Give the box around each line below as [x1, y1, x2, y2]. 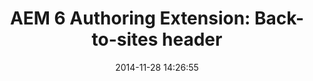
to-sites [91, 28, 159, 51]
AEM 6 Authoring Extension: [9, 7, 251, 30]
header [162, 28, 223, 51]
